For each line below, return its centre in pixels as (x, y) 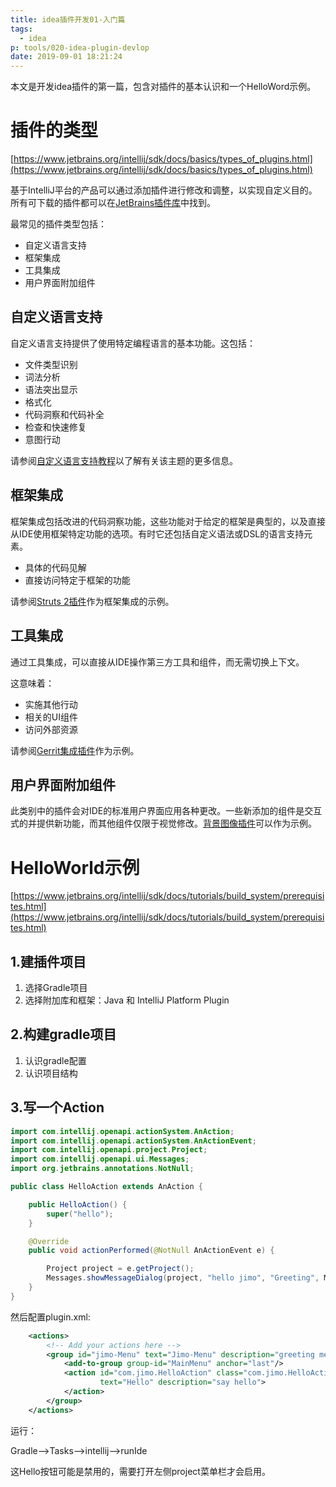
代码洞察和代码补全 (64, 414)
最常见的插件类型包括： (58, 224)
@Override (49, 1241)
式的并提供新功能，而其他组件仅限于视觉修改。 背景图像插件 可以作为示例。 (163, 823)
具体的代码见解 (55, 567)
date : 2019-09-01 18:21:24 (66, 57)
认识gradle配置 (55, 1060)
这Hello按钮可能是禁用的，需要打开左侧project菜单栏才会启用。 (140, 1471)
